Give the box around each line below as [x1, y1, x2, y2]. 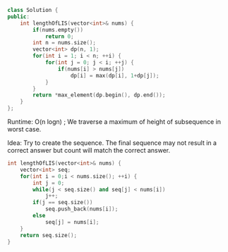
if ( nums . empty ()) [32, 26, 83, 33]
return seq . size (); [20, 232, 78, 239]
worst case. [7, 125, 42, 133]
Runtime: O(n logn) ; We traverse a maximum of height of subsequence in [7, 118, 221, 126]
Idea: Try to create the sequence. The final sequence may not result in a [7, 139, 217, 147]
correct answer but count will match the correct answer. [7, 146, 171, 154]
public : [7, 13, 30, 20]
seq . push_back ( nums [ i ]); [44, 206, 119, 213]
